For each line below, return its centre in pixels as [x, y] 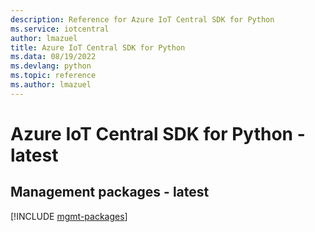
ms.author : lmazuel [51, 85]
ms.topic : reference [53, 76]
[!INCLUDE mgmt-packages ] [69, 216]
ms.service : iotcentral [60, 29]
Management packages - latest [110, 192]
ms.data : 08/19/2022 [53, 57]
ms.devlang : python [51, 66]
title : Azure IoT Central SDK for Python [98, 47]
